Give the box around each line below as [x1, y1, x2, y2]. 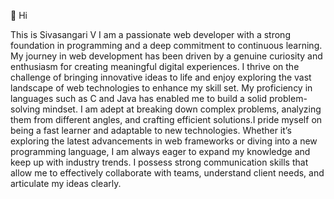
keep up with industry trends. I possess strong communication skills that [10, 156, 309, 168]
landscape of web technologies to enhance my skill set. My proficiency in [10, 82, 313, 94]
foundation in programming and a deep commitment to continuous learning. [10, 40, 323, 51]
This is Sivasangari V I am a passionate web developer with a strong [10, 29, 291, 40]
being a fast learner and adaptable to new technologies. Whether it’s [10, 125, 292, 136]
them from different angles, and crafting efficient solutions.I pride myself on [10, 114, 323, 125]
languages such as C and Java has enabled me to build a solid [10, 93, 268, 104]
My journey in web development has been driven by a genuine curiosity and [10, 50, 323, 62]
